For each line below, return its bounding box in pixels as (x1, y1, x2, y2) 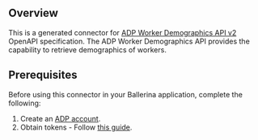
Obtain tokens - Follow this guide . (19, 122, 133, 132)
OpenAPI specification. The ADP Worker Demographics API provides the (8, 36, 251, 46)
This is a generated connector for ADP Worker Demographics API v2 (8, 27, 237, 37)
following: (8, 98, 41, 108)
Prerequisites (8, 68, 78, 82)
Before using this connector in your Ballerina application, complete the (8, 89, 243, 99)
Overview (8, 6, 59, 20)
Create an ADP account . (19, 113, 101, 123)
